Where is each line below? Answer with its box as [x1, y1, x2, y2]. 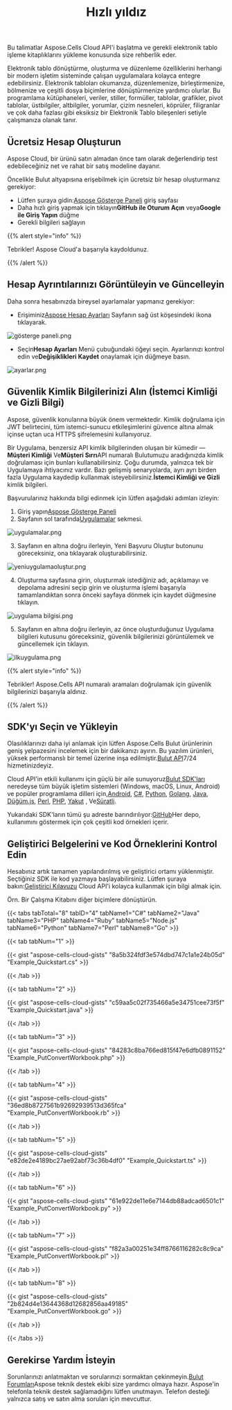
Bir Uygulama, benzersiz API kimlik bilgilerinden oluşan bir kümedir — [7, 443, 206, 451]
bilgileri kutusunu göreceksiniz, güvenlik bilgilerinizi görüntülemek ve [17, 632, 215, 640]
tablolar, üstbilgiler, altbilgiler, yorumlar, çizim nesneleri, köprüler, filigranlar [7, 101, 220, 110]
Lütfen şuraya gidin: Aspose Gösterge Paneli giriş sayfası [17, 196, 179, 204]
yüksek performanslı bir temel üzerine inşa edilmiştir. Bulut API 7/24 [7, 754, 197, 763]
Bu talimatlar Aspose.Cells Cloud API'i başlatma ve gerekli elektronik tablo [7, 43, 218, 52]
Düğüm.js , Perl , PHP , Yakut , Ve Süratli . [7, 797, 116, 806]
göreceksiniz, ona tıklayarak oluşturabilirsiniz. [17, 549, 148, 557]
